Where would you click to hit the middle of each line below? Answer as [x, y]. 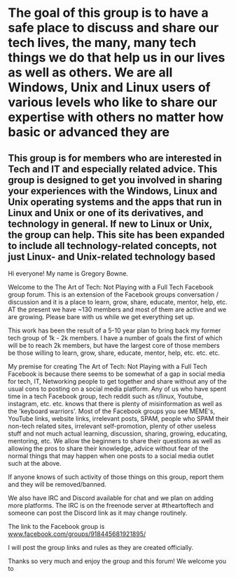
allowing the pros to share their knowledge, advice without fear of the [108, 448]
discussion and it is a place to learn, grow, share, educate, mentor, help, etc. [118, 302]
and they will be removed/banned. [57, 484]
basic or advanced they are [89, 132]
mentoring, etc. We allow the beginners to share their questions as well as [114, 441]
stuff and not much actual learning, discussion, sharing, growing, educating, [118, 433]
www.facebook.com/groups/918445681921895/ [77, 534]
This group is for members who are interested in [115, 158]
